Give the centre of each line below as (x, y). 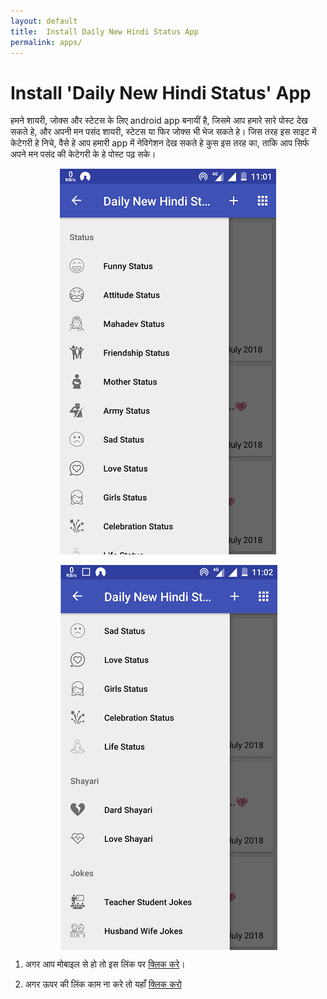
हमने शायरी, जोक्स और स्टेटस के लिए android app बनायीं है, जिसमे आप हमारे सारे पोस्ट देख (159, 121)
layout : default (44, 21)
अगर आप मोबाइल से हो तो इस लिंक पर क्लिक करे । (105, 964)
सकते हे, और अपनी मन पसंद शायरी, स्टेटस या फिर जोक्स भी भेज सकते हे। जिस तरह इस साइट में (163, 132)
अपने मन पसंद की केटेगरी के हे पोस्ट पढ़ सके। (83, 154)
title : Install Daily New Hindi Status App (104, 31)
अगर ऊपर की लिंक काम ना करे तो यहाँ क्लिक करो (103, 984)
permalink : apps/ (46, 42)
